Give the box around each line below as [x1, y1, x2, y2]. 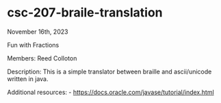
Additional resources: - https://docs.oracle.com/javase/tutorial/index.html [7, 88, 214, 96]
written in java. [7, 74, 49, 83]
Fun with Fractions [7, 41, 60, 49]
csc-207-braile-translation [7, 5, 163, 21]
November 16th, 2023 [7, 27, 68, 36]
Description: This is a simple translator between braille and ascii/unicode [7, 67, 212, 76]
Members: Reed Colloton [7, 54, 77, 62]
